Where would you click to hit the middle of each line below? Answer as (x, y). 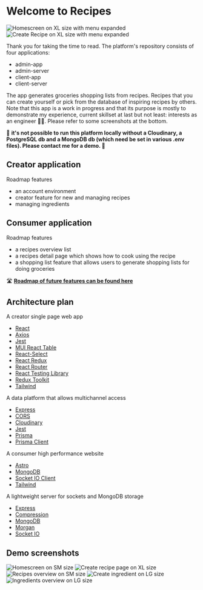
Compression (32, 515)
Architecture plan (40, 302)
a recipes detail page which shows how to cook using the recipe (95, 256)
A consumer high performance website (55, 454)
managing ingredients (42, 204)
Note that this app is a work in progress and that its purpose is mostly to (96, 108)
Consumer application (49, 223)
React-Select (31, 354)
